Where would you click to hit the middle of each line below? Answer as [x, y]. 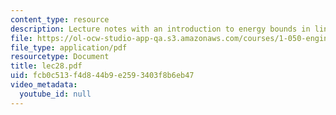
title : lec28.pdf [46, 66]
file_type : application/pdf [69, 47]
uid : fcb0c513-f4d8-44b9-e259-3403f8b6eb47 [102, 76]
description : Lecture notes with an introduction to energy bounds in [160, 29]
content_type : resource [60, 19]
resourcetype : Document [60, 57]
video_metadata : [44, 85]
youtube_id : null [55, 94]
